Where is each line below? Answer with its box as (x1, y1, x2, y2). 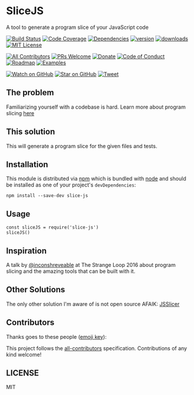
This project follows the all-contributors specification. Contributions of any (6, 344, 188, 352)
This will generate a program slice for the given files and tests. (6, 142, 157, 149)
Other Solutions (6, 285, 65, 295)
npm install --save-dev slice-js (6, 193, 88, 199)
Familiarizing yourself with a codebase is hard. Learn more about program (6, 103, 186, 110)
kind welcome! (6, 351, 42, 358)
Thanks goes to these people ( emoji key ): (6, 333, 107, 340)
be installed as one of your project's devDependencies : (6, 181, 136, 188)
